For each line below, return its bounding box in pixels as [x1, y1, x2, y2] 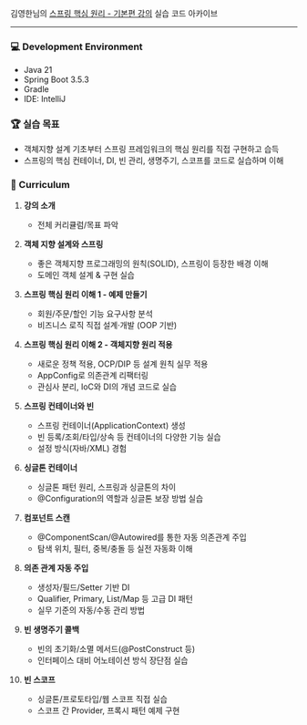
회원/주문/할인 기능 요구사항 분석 [36, 308, 153, 319]
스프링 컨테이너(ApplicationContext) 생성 [36, 419, 186, 430]
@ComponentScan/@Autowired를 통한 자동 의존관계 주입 [36, 532, 247, 543]
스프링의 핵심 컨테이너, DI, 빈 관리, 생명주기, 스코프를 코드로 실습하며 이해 [23, 154, 284, 166]
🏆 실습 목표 [10, 118, 60, 130]
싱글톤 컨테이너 [23, 461, 78, 472]
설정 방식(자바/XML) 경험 [36, 442, 127, 453]
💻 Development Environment [10, 40, 144, 53]
